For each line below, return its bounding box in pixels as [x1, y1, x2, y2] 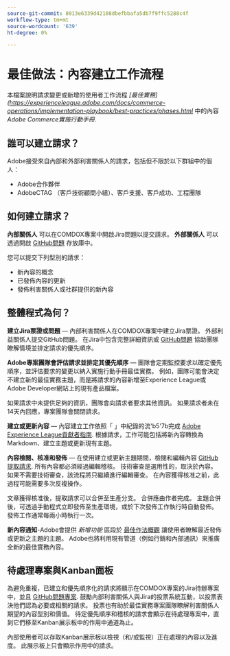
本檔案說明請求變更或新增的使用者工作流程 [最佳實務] [7, 91, 158, 99]
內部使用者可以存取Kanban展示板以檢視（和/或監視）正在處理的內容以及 [7, 633, 211, 642]
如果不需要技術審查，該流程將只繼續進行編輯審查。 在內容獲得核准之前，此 [7, 471, 220, 479]
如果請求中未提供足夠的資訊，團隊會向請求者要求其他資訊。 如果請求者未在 [7, 399, 220, 407]
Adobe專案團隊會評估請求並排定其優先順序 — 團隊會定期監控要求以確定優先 [7, 358, 222, 366]
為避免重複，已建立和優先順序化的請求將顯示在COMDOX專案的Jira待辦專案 [7, 584, 220, 592]
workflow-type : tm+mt [7, 16, 69, 23]
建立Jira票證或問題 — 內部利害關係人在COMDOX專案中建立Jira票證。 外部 [7, 327, 218, 335]
